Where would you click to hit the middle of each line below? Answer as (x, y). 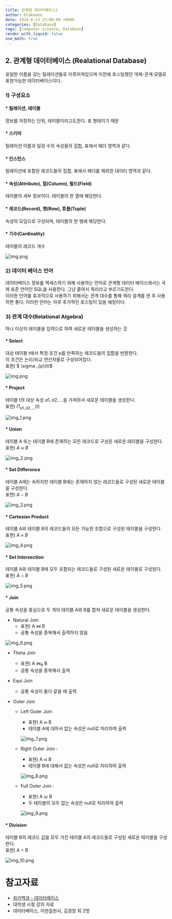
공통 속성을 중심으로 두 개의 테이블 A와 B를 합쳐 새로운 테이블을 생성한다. (78, 609)
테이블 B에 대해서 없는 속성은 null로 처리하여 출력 (77, 766)
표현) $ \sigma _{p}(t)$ (29, 366)
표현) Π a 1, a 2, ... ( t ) (23, 407)
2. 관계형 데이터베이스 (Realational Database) (76, 61)
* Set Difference (23, 470)
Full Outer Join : (37, 786)
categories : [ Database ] (31, 24)
